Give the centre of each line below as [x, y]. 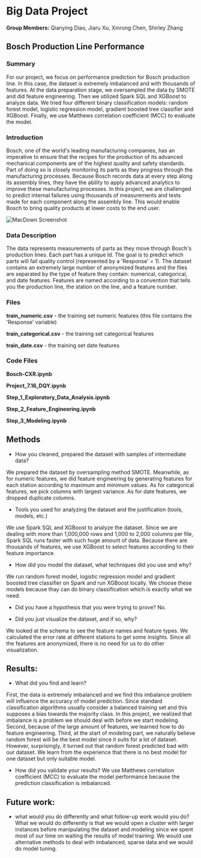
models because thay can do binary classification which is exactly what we [99, 589]
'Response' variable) [31, 322]
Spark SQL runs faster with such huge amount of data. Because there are [97, 540]
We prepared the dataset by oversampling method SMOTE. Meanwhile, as [97, 472]
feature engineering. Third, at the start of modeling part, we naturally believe [101, 733]
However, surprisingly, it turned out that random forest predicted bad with [97, 746]
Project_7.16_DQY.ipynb [36, 385]
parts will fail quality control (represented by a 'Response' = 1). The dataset [99, 261]
